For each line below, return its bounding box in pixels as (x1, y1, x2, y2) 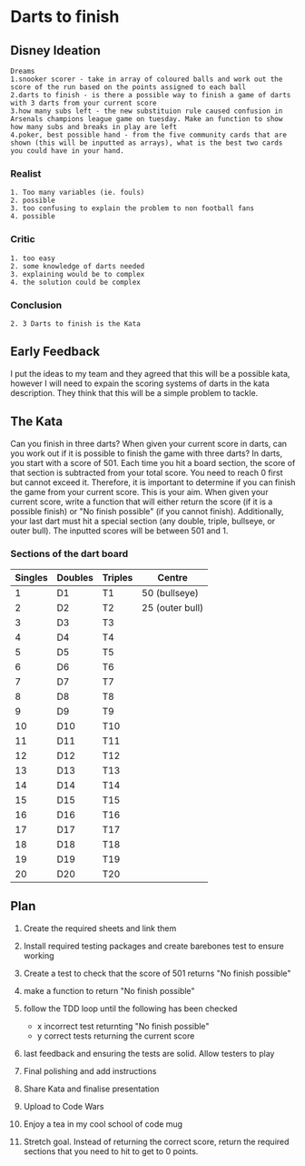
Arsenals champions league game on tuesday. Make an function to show (10, 115, 283, 124)
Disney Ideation (10, 43, 101, 58)
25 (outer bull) (141, 601, 203, 613)
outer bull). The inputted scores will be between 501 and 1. (10, 525, 229, 536)
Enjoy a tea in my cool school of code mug (23, 1118, 183, 1130)
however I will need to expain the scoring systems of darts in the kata (10, 378, 271, 389)
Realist (10, 167, 42, 179)
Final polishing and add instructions (23, 1065, 157, 1076)
